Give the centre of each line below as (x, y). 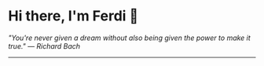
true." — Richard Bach (44, 46)
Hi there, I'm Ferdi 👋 (73, 16)
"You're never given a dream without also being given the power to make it (130, 38)
